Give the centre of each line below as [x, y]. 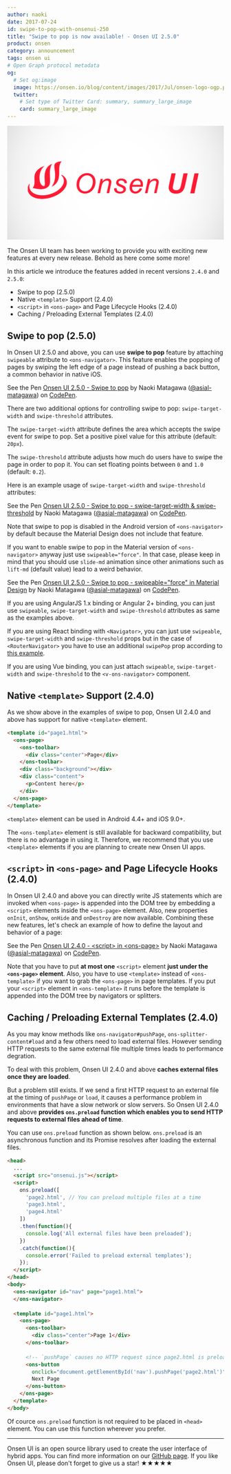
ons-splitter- [188, 1035]
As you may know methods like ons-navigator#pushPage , [87, 1034]
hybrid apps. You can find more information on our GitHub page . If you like [113, 1455]
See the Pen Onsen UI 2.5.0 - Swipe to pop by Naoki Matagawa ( [99, 388]
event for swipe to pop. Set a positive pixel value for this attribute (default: [112, 436]
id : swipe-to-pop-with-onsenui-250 [58, 29]
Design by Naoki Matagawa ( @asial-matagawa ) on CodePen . [94, 590]
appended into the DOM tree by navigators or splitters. [84, 996]
